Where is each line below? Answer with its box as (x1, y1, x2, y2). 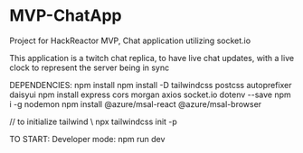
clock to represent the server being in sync (9, 62, 170, 73)
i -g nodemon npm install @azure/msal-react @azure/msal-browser (9, 98, 262, 109)
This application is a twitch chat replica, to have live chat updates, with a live (9, 52, 295, 63)
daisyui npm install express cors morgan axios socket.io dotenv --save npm (9, 89, 291, 100)
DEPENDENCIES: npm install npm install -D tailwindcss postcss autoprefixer (9, 79, 292, 90)
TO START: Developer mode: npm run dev (9, 133, 166, 144)
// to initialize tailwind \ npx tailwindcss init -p (9, 116, 178, 127)
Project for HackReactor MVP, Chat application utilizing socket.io (9, 35, 251, 46)
